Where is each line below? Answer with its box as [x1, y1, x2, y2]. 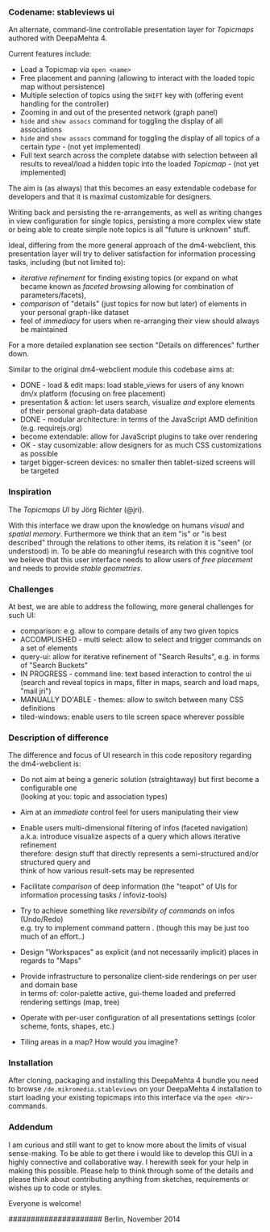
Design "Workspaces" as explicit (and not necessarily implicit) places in [19, 948, 259, 957]
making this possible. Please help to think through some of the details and [8, 1166, 254, 1175]
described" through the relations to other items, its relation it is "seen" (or [8, 537, 252, 547]
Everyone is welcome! [8, 1198, 82, 1208]
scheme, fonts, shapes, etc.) [19, 1021, 115, 1032]
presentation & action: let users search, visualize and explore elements [19, 397, 255, 407]
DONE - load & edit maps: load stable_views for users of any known [19, 381, 244, 390]
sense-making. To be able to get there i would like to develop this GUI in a [8, 1148, 254, 1158]
